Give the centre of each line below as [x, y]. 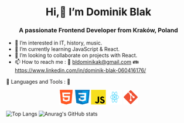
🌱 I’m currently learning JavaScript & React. [67, 49]
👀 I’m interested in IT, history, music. [58, 43]
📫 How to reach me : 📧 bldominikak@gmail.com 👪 [77, 62]
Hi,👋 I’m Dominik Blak [98, 12]
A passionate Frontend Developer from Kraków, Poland [98, 30]
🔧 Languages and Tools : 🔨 [38, 82]
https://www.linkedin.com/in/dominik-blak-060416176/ [80, 70]
